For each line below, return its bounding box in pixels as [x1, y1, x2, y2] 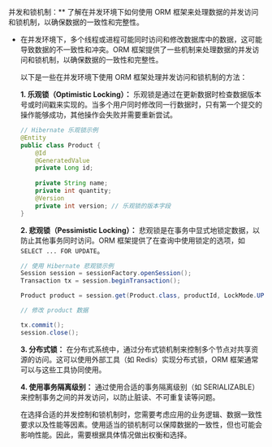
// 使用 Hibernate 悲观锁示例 [19, 261, 114, 270]
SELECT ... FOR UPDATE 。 [19, 245, 105, 255]
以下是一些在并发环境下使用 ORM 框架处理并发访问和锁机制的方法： [19, 72, 248, 81]
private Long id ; [35, 164, 94, 173]
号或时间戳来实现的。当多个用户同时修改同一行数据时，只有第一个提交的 [19, 100, 262, 109]
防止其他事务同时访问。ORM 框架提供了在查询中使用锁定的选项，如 [19, 235, 246, 245]
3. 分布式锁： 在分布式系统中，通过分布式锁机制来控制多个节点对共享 [19, 344, 252, 354]
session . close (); [19, 328, 80, 336]
